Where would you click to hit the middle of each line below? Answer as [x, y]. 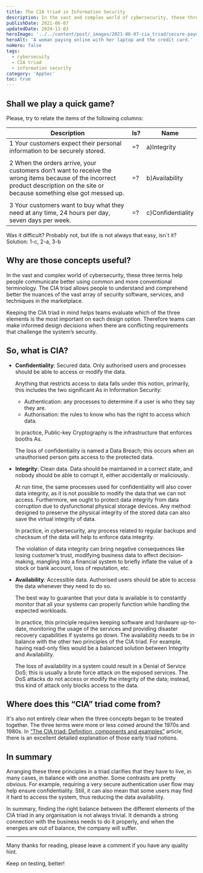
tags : [13, 51]
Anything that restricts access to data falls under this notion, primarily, [102, 383]
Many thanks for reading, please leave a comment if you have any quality [97, 845]
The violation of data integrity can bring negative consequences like [100, 548]
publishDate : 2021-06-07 [37, 23]
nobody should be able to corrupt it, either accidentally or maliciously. [102, 475]
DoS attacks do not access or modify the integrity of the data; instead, [102, 679]
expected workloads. [41, 610]
